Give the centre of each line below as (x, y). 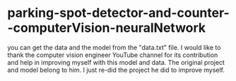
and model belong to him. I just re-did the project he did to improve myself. (116, 70)
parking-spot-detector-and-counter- (118, 13)
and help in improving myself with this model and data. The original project (116, 62)
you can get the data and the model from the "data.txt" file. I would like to (114, 47)
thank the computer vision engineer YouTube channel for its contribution (113, 55)
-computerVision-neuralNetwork (107, 28)
